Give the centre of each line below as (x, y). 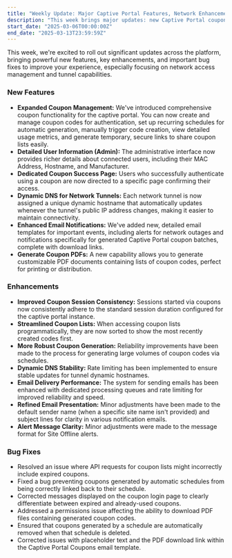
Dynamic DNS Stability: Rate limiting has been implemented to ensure (117, 367)
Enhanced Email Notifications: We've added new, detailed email (109, 224)
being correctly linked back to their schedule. (81, 489)
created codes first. (45, 338)
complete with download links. (60, 247)
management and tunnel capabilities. (60, 75)
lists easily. (33, 144)
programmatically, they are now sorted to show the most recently (110, 331)
